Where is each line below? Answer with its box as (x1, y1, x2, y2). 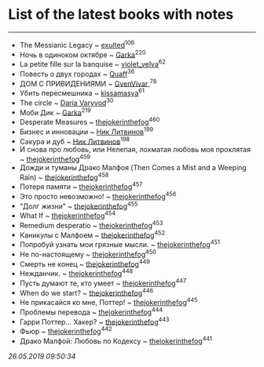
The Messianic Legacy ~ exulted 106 (19, 38, 135, 49)
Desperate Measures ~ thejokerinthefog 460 (19, 116, 160, 126)
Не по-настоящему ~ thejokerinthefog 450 (19, 249, 157, 259)
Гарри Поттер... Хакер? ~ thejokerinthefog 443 (19, 315, 170, 326)
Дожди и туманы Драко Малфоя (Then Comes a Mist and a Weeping (19, 162, 247, 172)
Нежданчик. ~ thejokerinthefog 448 (19, 267, 134, 278)
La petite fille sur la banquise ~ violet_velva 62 (19, 58, 167, 68)
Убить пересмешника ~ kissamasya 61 (19, 87, 145, 97)
